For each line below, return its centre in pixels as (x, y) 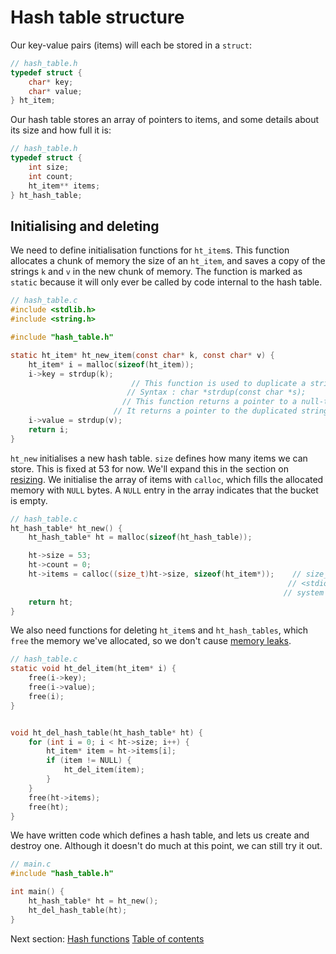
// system (304, 592)
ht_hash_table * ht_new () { (66, 528)
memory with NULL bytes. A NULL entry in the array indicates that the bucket (164, 490)
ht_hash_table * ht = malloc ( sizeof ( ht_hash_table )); (140, 537)
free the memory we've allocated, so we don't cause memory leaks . (151, 641)
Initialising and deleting (85, 226)
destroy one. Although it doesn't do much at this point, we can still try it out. (166, 846)
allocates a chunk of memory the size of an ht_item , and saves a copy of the (168, 261)
